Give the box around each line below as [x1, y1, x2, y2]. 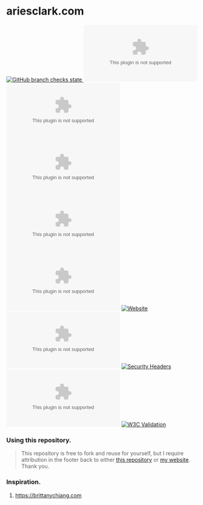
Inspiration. [6, 478, 41, 486]
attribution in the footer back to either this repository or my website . [21, 456, 191, 464]
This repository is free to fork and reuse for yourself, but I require [21, 450, 184, 457]
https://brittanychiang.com [15, 492, 82, 499]
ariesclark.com [6, 4, 84, 18]
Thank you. [21, 463, 50, 470]
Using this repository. [6, 436, 72, 444]
